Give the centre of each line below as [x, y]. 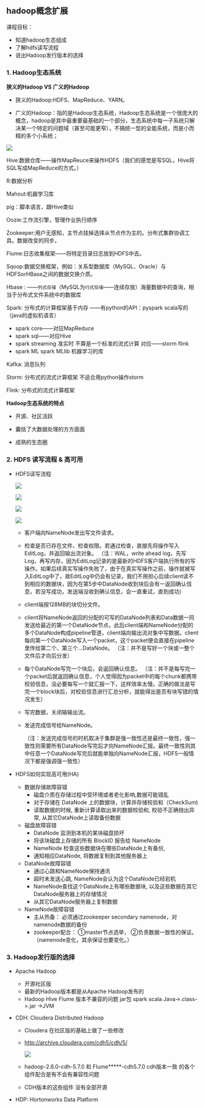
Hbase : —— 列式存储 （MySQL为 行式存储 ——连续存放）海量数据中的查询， [98, 287]
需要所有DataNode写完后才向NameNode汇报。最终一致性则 [116, 746]
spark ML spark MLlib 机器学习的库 [59, 351]
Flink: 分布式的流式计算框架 [41, 391]
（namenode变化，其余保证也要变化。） [83, 940]
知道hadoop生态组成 [41, 40]
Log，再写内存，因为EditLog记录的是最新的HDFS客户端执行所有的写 [110, 561]
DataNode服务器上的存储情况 [70, 894]
